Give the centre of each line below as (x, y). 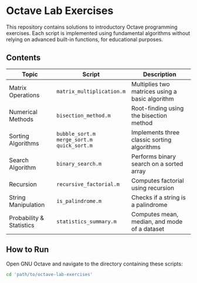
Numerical (23, 112)
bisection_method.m (84, 115)
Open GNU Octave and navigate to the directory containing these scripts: (94, 264)
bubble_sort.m (76, 134)
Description (160, 74)
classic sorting (151, 140)
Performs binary (153, 156)
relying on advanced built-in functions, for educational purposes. (84, 39)
